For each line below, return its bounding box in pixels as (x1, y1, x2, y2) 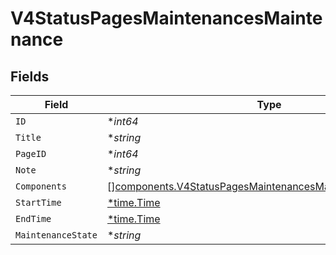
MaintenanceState (15, 230, 98, 241)
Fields (10, 68, 50, 85)
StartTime (15, 197, 62, 208)
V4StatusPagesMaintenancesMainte (10, 7, 323, 30)
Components (15, 181, 67, 192)
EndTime (15, 213, 52, 224)
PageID (15, 148, 47, 159)
